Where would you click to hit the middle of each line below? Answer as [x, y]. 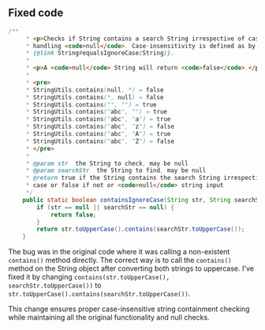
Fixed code [36, 13]
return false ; [73, 215]
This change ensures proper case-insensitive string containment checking [129, 309]
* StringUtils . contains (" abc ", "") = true [97, 112]
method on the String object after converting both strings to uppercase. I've [131, 268]
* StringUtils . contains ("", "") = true [91, 105]
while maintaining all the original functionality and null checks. [109, 317]
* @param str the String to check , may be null [107, 163]
